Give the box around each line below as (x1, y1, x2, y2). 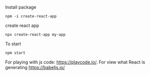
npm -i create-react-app (5, 14, 57, 19)
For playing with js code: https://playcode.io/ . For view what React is (5, 59, 146, 65)
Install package (5, 4, 36, 10)
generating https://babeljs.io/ (5, 65, 65, 70)
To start (5, 41, 21, 47)
